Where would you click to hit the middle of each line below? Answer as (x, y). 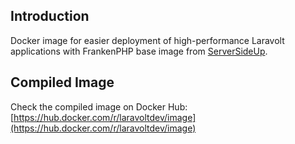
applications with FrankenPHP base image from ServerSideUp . (139, 51)
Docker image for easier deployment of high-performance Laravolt (147, 40)
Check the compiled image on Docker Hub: (99, 106)
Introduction (50, 16)
